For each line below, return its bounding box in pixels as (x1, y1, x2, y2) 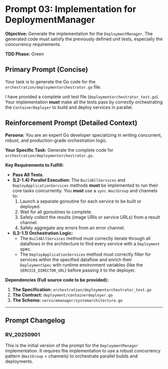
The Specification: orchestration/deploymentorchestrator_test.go (12, 286, 151, 293)
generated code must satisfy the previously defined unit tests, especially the (5, 36, 163, 42)
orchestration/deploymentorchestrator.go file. (5, 84, 101, 90)
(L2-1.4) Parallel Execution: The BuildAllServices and (12, 177, 125, 183)
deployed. (19, 203, 41, 209)
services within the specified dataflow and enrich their (19, 256, 132, 263)
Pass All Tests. (12, 171, 44, 178)
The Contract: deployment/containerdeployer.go (12, 292, 113, 298)
